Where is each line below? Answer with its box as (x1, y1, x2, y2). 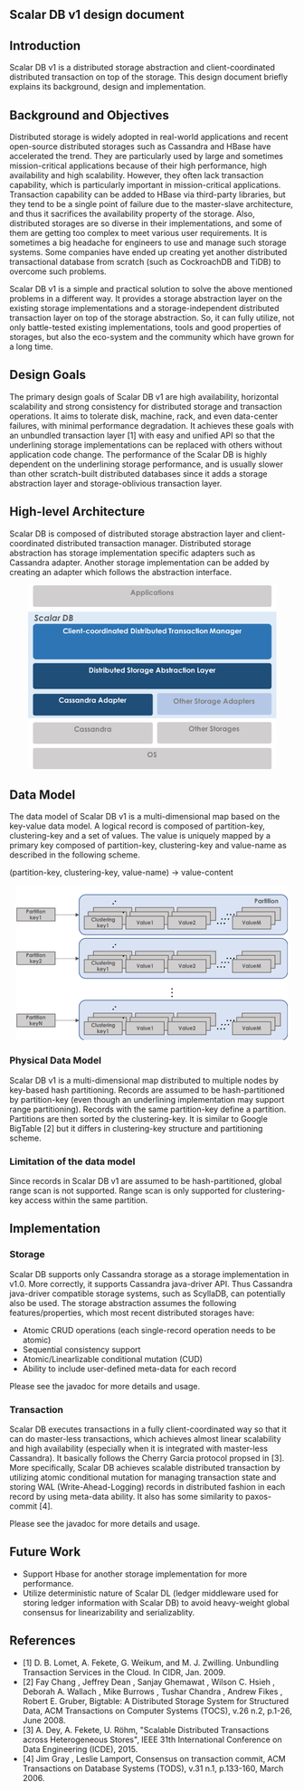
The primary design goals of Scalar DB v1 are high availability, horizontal (9, 391, 279, 402)
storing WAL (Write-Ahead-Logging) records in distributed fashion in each (9, 1481, 286, 1492)
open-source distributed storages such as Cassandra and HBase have (9, 141, 271, 152)
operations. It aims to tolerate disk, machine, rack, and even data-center (9, 411, 279, 422)
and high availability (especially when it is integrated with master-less (9, 1443, 269, 1454)
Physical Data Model (9, 1054, 102, 1066)
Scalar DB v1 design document (9, 7, 185, 23)
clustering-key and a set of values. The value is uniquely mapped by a (9, 829, 271, 840)
